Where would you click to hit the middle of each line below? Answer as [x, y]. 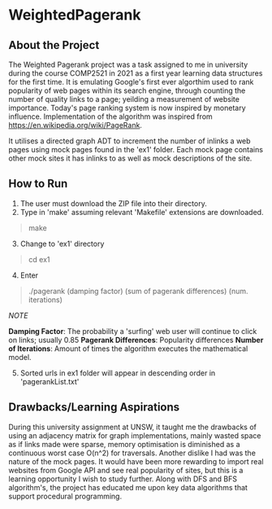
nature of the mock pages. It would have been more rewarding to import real [136, 461]
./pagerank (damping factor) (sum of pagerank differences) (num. [138, 291]
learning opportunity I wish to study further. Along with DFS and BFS [123, 479]
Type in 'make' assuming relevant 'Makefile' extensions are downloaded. [142, 212]
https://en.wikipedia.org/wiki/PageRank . [75, 125]
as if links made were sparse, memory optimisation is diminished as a [124, 444]
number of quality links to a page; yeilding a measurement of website [124, 99]
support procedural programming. [65, 496]
